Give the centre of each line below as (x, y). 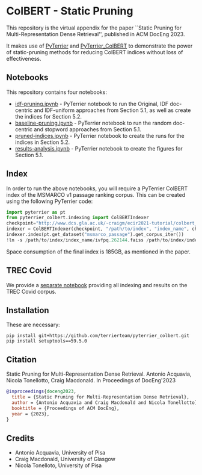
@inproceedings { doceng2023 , (41, 392)
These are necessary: (33, 325)
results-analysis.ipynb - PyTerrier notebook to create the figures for (99, 148)
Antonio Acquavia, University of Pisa (60, 453)
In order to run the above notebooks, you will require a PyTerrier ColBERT (97, 188)
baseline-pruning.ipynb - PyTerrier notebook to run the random (93, 123)
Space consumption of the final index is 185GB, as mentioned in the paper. (98, 252)
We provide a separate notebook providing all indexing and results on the (97, 285)
